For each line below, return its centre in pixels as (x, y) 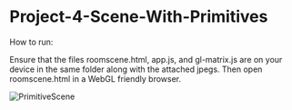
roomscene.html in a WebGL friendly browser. (96, 78)
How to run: (31, 42)
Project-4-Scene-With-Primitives (139, 17)
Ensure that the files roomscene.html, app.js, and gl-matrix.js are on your (146, 59)
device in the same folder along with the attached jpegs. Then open (136, 69)
